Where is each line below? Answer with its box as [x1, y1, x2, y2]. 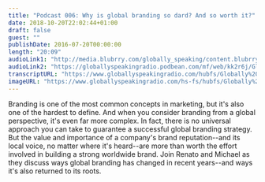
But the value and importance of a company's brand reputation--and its [8, 132, 241, 142]
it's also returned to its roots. [8, 166, 102, 176]
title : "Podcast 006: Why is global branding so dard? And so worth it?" [8, 11, 256, 20]
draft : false [8, 26, 51, 34]
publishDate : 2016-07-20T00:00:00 [8, 41, 122, 49]
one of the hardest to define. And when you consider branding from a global [8, 107, 256, 117]
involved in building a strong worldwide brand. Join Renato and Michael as [8, 149, 250, 158]
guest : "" [8, 33, 41, 42]
